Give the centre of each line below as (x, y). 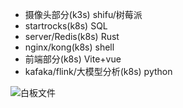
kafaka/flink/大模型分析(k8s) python (98, 71)
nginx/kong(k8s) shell (69, 47)
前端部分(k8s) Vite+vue (73, 59)
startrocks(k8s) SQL (66, 26)
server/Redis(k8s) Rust (72, 36)
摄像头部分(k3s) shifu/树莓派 (83, 14)
